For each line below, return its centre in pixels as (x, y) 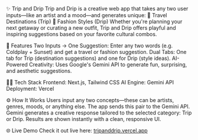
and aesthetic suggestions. (39, 71)
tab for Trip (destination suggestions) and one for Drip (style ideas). (88, 58)
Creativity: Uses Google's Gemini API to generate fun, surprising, (108, 64)
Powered (17, 64)
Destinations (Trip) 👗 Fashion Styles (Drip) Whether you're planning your (94, 21)
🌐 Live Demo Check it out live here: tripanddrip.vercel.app (77, 131)
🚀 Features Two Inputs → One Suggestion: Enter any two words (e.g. (90, 46)
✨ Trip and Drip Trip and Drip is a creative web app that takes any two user (97, 9)
